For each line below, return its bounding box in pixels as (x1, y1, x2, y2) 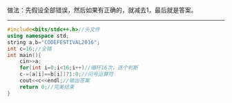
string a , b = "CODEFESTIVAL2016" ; (7, 38, 100, 46)
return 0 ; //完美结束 (19, 83, 75, 91)
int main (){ (7, 51, 41, 58)
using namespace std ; (7, 32, 70, 39)
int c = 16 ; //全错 (7, 45, 52, 52)
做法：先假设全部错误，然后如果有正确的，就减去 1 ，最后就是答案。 (7, 6, 197, 14)
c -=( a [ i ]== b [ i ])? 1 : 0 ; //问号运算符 (19, 71, 114, 78)
